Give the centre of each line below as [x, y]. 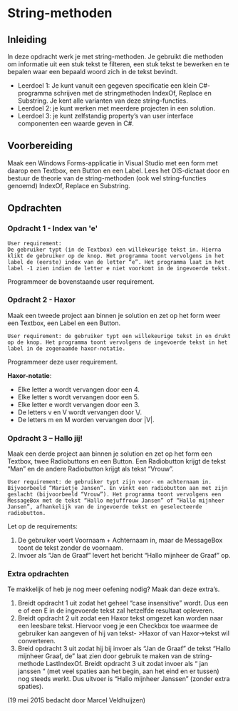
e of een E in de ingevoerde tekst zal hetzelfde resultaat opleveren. [116, 610]
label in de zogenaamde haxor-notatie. [67, 348]
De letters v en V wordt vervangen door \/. [80, 412]
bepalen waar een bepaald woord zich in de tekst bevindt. [93, 72]
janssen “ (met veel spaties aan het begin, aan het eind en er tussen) [118, 671]
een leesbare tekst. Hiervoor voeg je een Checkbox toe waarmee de [118, 626]
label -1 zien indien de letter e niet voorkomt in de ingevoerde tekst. [119, 268]
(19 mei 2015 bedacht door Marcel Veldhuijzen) [77, 700]
